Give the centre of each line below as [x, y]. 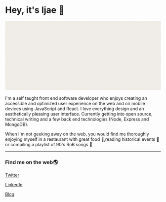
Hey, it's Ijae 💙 [35, 10]
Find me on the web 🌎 [32, 162]
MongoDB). [17, 124]
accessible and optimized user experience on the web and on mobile [75, 104]
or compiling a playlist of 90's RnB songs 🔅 [49, 145]
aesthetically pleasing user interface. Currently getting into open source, [79, 114]
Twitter [12, 175]
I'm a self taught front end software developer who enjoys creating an [76, 98]
